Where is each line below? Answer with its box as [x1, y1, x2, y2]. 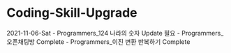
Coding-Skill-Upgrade [6, 5, 137, 21]
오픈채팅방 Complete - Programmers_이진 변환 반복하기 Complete [6, 37, 191, 46]
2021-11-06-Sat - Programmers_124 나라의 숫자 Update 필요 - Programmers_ [6, 29, 224, 37]
